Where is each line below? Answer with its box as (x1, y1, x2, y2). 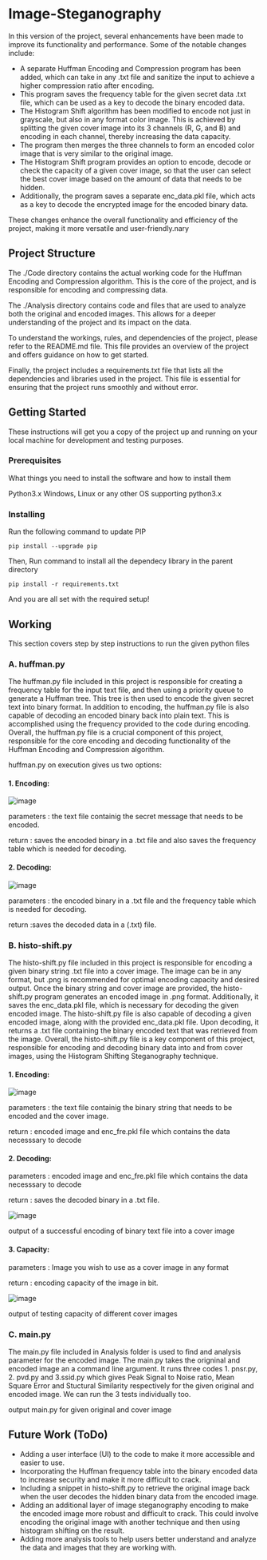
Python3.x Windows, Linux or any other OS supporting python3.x (8, 488, 222, 498)
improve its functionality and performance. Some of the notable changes (8, 39, 247, 49)
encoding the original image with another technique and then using (19, 1517, 241, 1526)
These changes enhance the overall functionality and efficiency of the (8, 215, 238, 225)
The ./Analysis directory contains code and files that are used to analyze (8, 300, 246, 310)
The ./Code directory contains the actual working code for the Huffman (8, 268, 242, 277)
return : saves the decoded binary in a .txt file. (8, 1196, 160, 1205)
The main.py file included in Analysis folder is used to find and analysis (8, 1347, 241, 1356)
